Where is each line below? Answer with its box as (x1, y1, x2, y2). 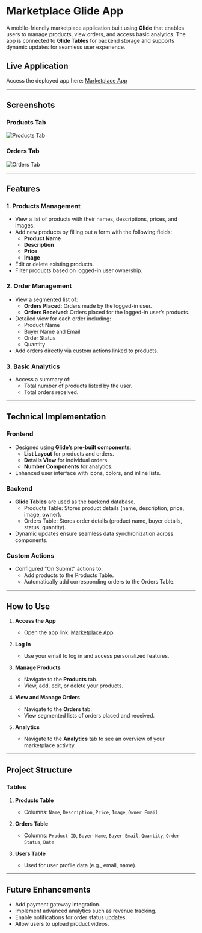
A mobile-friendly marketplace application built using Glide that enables (6, 24, 185, 31)
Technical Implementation (6, 412, 106, 422)
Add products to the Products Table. (23, 572, 114, 579)
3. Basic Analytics (6, 362, 60, 371)
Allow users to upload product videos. (14, 920, 109, 927)
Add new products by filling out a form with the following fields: (14, 228, 173, 236)
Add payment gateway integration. (14, 900, 101, 908)
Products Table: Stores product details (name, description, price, (23, 505, 185, 511)
